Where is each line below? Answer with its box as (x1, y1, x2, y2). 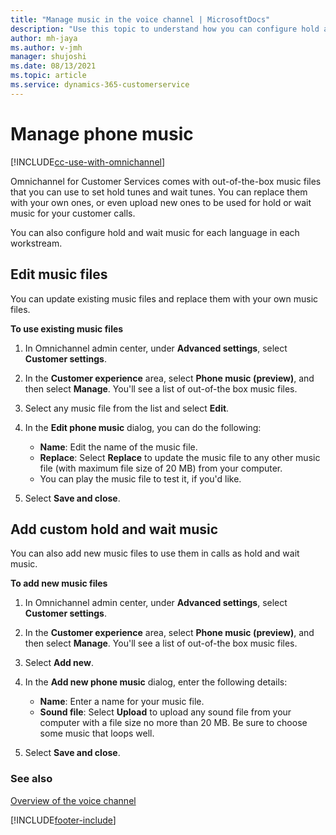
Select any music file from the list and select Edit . (24, 402, 230, 414)
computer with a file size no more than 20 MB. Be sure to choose (39, 717, 308, 729)
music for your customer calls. (10, 207, 136, 219)
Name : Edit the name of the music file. (39, 441, 198, 453)
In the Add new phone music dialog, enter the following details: (24, 676, 288, 688)
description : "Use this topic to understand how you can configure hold (10, 24, 320, 34)
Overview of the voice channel (10, 794, 137, 806)
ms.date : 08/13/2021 (10, 61, 97, 71)
